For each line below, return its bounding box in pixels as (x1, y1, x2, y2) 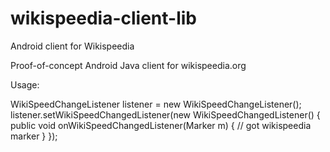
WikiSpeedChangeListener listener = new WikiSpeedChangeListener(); (10, 98, 302, 110)
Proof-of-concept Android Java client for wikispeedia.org (10, 59, 247, 71)
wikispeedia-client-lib (10, 7, 197, 30)
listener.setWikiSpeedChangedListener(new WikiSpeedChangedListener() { (10, 108, 321, 121)
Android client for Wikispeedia (10, 40, 135, 52)
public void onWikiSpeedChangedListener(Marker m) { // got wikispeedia (10, 119, 312, 131)
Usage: (10, 78, 40, 91)
